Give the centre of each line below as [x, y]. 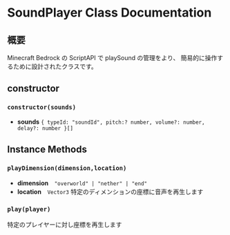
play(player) [29, 209]
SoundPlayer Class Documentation [109, 13]
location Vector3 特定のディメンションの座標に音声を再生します [110, 192]
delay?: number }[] [45, 128]
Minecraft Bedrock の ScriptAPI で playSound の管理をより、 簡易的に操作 [112, 58]
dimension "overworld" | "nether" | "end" [82, 183]
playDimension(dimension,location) [67, 168]
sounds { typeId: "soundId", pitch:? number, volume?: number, [111, 122]
